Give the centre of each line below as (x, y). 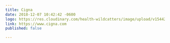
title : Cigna (19, 10)
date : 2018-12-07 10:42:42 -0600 (40, 14)
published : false (24, 28)
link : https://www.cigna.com (36, 24)
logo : (11, 19)
